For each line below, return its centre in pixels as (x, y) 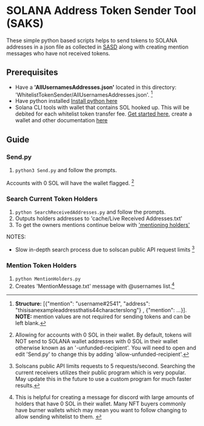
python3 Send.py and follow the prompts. (66, 170)
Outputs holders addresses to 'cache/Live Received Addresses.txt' (99, 218)
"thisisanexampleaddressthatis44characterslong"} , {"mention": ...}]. (101, 310)
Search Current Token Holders (52, 198)
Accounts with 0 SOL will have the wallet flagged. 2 (70, 182)
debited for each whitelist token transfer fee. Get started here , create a (104, 114)
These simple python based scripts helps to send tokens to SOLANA (92, 40)
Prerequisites (32, 73)
